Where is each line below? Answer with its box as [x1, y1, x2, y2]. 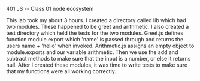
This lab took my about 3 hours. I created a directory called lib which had [6, 17, 187, 23]
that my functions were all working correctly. [6, 68, 117, 74]
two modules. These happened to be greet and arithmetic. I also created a [6, 23, 189, 30]
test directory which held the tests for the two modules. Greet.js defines [6, 29, 184, 37]
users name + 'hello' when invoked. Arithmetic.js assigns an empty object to [6, 42, 195, 49]
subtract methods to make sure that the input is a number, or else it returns [6, 55, 191, 62]
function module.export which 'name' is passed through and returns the [6, 36, 184, 43]
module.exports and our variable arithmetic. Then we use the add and [6, 49, 178, 56]
